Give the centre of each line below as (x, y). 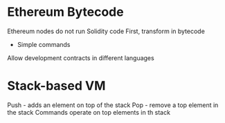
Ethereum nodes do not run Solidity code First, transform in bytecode (106, 31)
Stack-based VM (56, 86)
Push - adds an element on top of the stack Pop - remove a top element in (113, 105)
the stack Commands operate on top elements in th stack (89, 112)
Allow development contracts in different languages (81, 58)
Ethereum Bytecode (65, 12)
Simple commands (44, 44)
